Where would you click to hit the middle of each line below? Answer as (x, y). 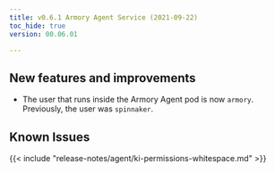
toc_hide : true (38, 26)
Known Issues (50, 137)
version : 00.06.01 (43, 34)
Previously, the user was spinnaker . (88, 109)
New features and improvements (103, 78)
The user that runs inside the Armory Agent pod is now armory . (138, 100)
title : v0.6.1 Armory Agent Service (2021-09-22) (104, 17)
